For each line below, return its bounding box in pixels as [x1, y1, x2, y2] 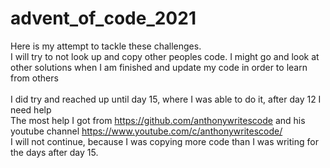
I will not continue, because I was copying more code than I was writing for [10, 135, 319, 147]
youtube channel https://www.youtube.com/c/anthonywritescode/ [10, 125, 283, 137]
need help [10, 103, 52, 116]
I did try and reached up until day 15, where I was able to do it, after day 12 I [10, 93, 322, 105]
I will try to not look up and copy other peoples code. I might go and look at [10, 50, 320, 62]
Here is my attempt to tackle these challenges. [10, 40, 202, 52]
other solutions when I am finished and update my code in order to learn [10, 61, 308, 73]
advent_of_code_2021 [10, 7, 197, 30]
